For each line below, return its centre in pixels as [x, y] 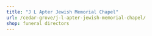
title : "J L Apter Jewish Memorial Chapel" [63, 12]
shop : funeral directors [38, 23]
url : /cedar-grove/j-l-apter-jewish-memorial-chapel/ [76, 18]
